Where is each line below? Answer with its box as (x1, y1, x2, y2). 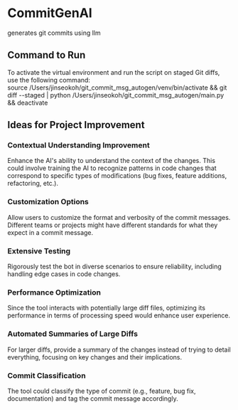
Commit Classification (7, 370, 87, 380)
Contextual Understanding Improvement (7, 140, 151, 150)
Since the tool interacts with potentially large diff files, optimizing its (7, 304, 206, 312)
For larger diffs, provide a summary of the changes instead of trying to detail (7, 345, 231, 354)
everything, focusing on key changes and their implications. (7, 352, 183, 361)
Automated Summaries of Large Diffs (7, 329, 139, 339)
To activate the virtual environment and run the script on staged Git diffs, (7, 68, 220, 76)
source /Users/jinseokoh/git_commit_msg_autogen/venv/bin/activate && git (7, 83, 227, 92)
